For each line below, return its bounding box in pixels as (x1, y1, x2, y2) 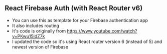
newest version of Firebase (12, 43, 69, 49)
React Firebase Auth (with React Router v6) (5, 4, 143, 12)
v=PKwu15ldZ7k (12, 33, 45, 39)
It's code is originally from (12, 27, 66, 34)
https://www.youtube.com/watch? (67, 27, 137, 34)
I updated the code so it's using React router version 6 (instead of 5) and (12, 38, 162, 44)
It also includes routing (12, 22, 60, 28)
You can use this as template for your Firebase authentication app (12, 17, 148, 23)
